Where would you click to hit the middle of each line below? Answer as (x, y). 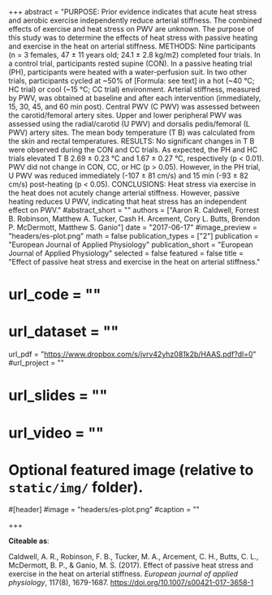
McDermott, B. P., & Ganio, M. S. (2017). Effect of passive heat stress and (131, 565)
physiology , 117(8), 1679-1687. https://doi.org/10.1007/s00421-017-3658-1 (131, 583)
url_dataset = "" (64, 332)
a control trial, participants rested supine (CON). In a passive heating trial (130, 63)
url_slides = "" (58, 396)
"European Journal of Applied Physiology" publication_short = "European (131, 244)
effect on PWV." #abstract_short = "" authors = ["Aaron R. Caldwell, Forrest (134, 210)
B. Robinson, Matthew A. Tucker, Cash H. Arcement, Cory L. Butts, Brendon (134, 219)
